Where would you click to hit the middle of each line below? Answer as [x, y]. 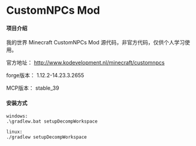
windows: [17, 116]
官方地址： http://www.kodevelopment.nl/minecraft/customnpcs [85, 63]
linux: [14, 132]
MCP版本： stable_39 [33, 88]
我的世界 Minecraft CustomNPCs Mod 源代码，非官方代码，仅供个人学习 [96, 42]
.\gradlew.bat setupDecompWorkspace [52, 121]
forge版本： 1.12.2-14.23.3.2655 [45, 75]
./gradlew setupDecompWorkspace [46, 137]
